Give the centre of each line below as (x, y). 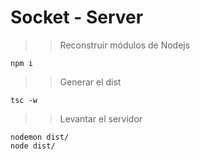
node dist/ (33, 146)
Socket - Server (77, 17)
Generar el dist (90, 82)
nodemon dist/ (40, 137)
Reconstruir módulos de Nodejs (125, 45)
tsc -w (24, 100)
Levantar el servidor (101, 118)
